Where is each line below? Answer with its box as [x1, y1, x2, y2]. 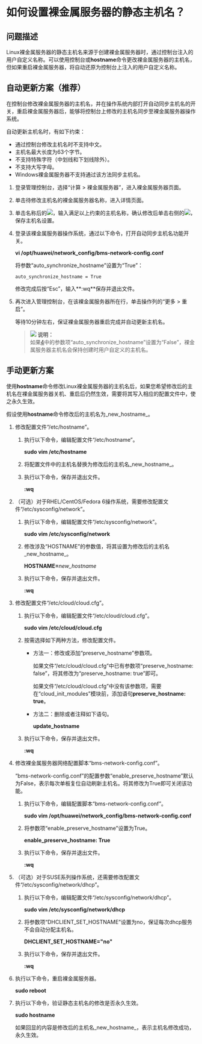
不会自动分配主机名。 [23, 926, 77, 933]
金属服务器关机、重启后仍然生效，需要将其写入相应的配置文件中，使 [26, 390, 196, 397]
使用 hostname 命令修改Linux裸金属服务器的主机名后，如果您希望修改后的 [6, 382, 188, 389]
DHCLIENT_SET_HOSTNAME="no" [23, 938, 113, 945]
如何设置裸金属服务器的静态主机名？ [6, 5, 186, 19]
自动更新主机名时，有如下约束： [6, 128, 85, 135]
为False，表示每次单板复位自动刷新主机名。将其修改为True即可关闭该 [14, 779, 188, 787]
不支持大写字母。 [14, 163, 58, 171]
